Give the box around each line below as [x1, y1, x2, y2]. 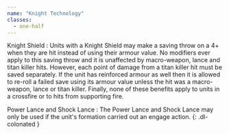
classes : [7, 16, 32, 23]
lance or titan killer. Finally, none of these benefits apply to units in [33, 85, 220, 93]
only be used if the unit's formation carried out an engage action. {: [7, 113, 197, 121]
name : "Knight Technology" [7, 10, 84, 17]
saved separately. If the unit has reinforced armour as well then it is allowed [7, 70, 221, 79]
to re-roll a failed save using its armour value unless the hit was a [7, 78, 191, 86]
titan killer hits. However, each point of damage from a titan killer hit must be [7, 63, 223, 72]
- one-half [13, 23, 45, 29]
